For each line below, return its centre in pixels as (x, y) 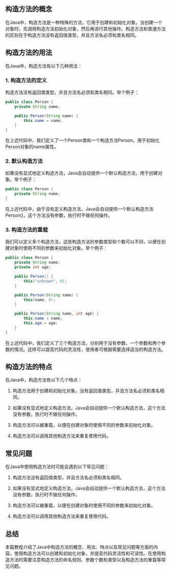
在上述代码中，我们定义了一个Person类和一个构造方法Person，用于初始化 (82, 140)
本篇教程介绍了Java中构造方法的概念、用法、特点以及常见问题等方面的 (79, 547)
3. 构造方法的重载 (27, 230)
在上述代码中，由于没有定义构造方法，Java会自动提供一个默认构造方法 (79, 209)
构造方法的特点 (29, 367)
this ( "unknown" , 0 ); (45, 281)
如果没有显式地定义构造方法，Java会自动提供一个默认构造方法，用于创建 (82, 173)
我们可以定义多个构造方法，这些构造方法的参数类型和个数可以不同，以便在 (83, 242)
